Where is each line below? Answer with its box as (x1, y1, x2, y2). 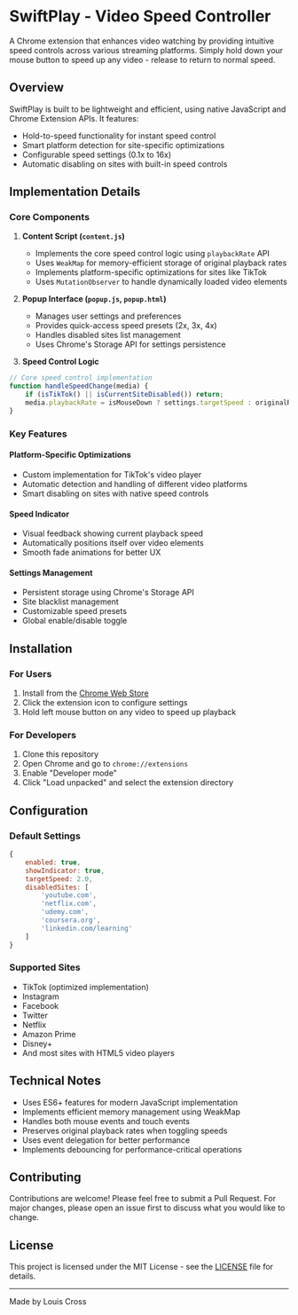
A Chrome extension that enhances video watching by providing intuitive (9, 35, 275, 46)
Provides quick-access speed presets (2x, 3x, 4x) (35, 320, 217, 331)
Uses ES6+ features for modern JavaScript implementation (21, 1097, 238, 1107)
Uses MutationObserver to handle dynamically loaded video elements (35, 277, 288, 287)
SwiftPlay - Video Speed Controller (9, 6, 271, 27)
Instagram (21, 991, 59, 1002)
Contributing (9, 1169, 82, 1185)
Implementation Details (9, 185, 141, 200)
